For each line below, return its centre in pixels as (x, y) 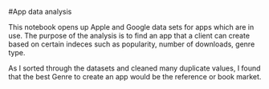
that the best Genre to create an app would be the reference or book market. (135, 77)
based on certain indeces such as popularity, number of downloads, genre (132, 44)
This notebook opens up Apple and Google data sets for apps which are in (131, 27)
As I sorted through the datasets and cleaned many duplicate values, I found (134, 68)
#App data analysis (40, 12)
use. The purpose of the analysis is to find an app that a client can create (129, 36)
